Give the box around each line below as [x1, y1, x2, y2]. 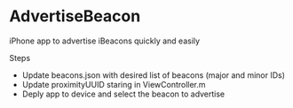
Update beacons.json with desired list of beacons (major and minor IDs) [21, 69, 286, 81]
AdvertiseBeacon [9, 6, 141, 27]
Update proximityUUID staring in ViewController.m [21, 79, 206, 89]
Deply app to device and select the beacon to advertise [21, 89, 226, 99]
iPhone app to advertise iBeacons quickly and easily [9, 35, 201, 46]
